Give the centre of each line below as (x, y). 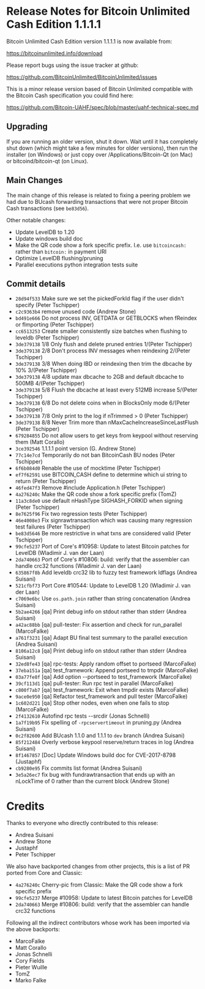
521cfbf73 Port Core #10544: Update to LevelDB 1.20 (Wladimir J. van (103, 586)
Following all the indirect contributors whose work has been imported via (98, 923)
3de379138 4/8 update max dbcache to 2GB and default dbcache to (99, 377)
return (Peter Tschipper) (46, 481)
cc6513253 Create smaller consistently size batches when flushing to (101, 331)
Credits (25, 806)
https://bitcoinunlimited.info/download (54, 53)
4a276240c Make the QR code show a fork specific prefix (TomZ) (96, 494)
